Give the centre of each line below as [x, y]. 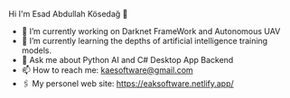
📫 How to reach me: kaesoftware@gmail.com [107, 70]
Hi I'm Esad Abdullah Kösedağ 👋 [68, 14]
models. [37, 50]
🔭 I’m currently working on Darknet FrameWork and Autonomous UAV [151, 31]
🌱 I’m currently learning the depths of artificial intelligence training [145, 41]
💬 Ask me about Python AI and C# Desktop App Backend [127, 60]
